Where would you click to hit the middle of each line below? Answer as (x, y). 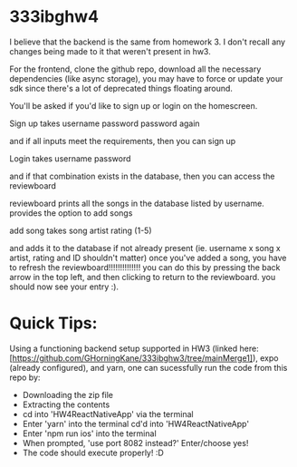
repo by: (25, 377)
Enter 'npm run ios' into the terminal (89, 433)
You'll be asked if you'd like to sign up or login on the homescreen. (134, 105)
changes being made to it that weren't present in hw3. (110, 51)
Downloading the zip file (68, 394)
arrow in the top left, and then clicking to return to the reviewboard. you (143, 277)
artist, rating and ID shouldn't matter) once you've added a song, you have (148, 258)
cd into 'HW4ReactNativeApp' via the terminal (108, 413)
